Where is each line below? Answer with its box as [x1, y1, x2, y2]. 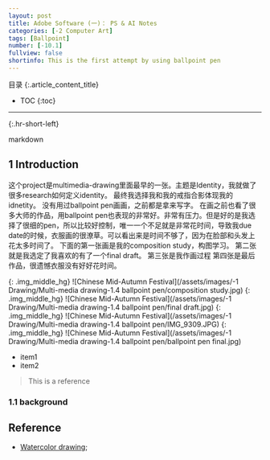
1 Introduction [8, 158, 79, 171]
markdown [8, 134, 44, 144]
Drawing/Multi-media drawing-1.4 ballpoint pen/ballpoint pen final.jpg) [8, 336, 242, 346]
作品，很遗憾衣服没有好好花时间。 [8, 261, 121, 270]
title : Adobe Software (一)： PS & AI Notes [8, 19, 157, 27]
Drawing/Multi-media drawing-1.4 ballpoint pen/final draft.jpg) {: [8, 302, 221, 312]
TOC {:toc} [19, 96, 56, 105]
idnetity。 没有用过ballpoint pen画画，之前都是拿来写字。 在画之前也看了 [8, 200, 249, 210]
